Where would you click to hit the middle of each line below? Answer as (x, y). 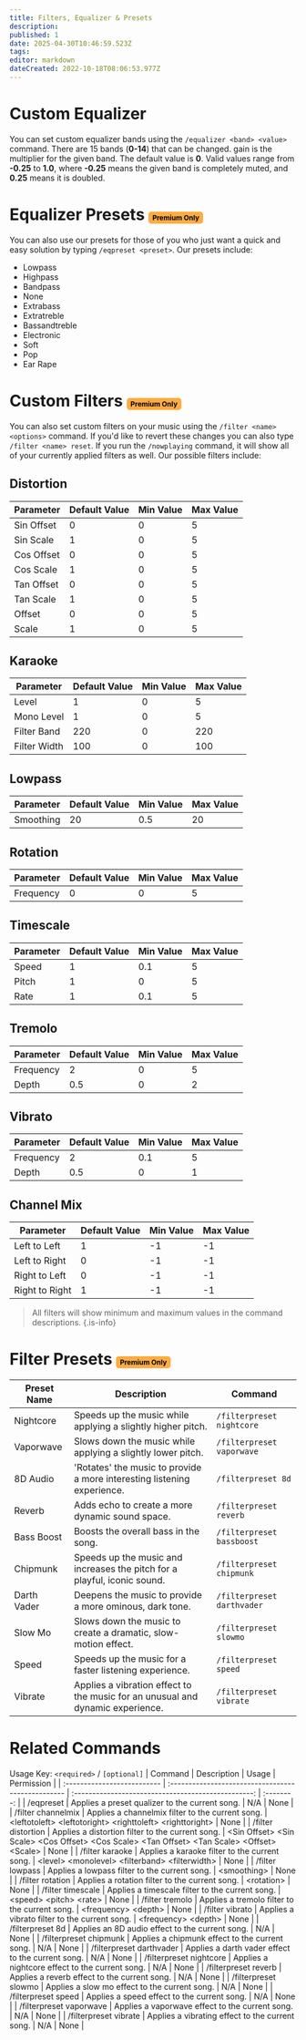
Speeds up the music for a (130, 1659)
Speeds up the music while (132, 1416)
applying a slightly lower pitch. (139, 1453)
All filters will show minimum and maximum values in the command (157, 1313)
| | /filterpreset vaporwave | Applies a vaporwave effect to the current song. (151, 2006)
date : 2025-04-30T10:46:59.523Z (71, 43)
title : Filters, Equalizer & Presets (81, 18)
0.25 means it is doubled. (57, 178)
